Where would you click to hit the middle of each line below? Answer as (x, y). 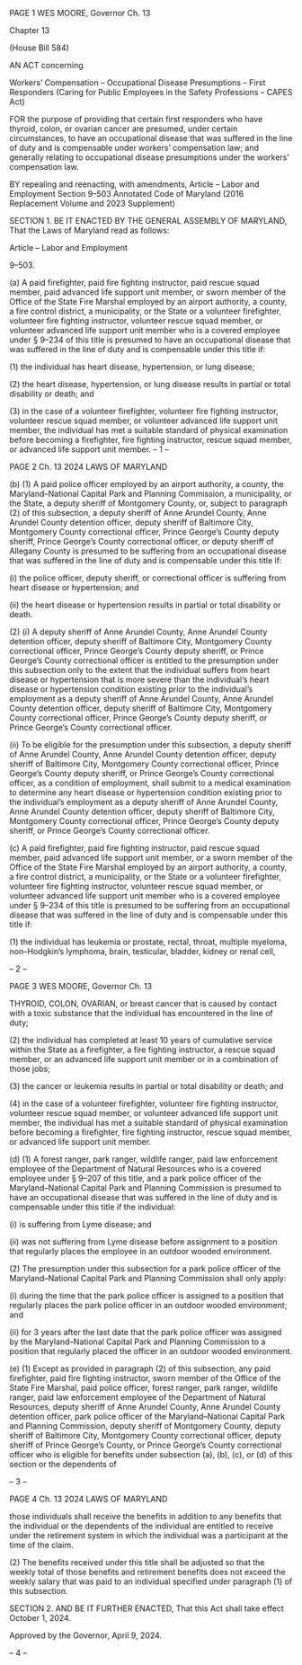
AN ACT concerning (46, 65)
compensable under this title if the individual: (93, 1207)
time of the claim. (41, 1545)
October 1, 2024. (40, 1618)
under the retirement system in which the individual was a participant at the (149, 1535)
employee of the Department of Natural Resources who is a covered (135, 1169)
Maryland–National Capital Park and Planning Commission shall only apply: (148, 1278)
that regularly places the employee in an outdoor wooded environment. (141, 1251)
